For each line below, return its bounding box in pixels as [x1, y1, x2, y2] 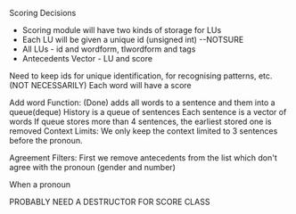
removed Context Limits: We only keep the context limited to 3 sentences [9, 126, 278, 136]
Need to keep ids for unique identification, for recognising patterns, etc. [9, 70, 273, 81]
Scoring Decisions [9, 8, 77, 18]
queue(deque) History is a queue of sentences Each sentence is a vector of [9, 107, 287, 117]
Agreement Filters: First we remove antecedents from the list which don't [9, 152, 278, 163]
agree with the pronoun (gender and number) [9, 162, 176, 172]
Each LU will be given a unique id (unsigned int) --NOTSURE [21, 35, 244, 45]
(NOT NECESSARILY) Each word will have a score [9, 80, 192, 90]
